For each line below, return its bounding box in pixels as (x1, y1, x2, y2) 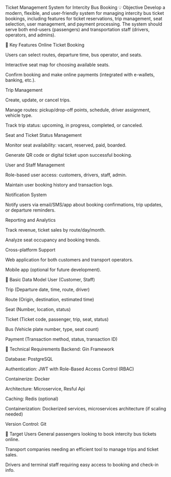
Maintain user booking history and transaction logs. (5, 182, 113, 188)
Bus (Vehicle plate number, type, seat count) (5, 326, 99, 332)
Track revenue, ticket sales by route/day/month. (5, 227, 106, 233)
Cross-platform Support (5, 247, 56, 253)
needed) (5, 411, 23, 417)
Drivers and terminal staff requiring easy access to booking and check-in (5, 462, 159, 468)
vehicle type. (5, 112, 33, 118)
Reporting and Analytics (5, 217, 56, 223)
